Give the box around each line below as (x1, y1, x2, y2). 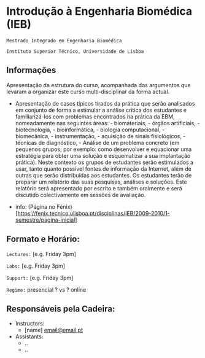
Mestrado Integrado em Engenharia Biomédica (6, 37, 122, 44)
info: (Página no (15, 203, 56, 210)
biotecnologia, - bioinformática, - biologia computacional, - (15, 126, 165, 133)
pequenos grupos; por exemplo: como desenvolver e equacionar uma (15, 146, 192, 153)
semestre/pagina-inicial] (15, 216, 77, 224)
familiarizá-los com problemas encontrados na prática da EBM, (15, 112, 175, 120)
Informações (6, 65, 56, 76)
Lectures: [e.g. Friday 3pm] (6, 250, 77, 257)
